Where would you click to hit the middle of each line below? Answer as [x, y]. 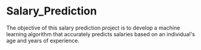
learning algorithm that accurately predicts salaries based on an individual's [101, 34]
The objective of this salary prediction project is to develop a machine [93, 28]
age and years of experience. [43, 40]
